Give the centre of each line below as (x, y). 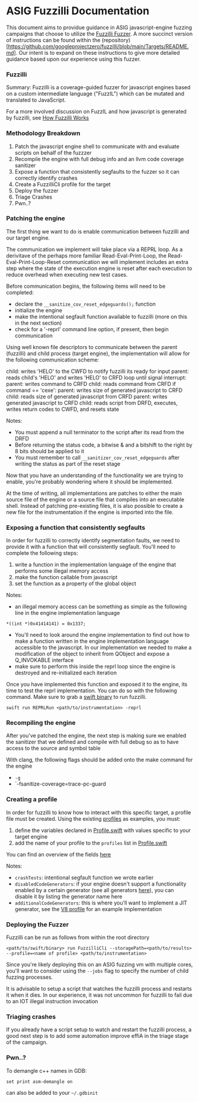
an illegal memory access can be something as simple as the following (101, 607)
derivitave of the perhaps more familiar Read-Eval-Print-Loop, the (86, 255)
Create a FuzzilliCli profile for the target (62, 184)
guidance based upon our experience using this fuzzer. (73, 59)
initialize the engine (38, 310)
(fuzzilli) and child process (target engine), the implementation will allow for (98, 353)
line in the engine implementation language (67, 613)
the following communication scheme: (53, 360)
